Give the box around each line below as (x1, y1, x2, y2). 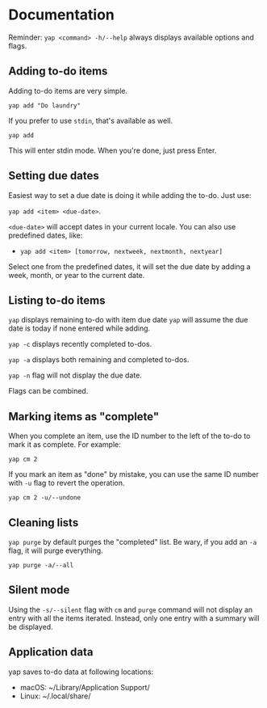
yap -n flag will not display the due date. (8, 370, 143, 381)
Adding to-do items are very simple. (8, 86, 128, 95)
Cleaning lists (8, 516, 79, 529)
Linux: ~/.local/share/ (19, 691, 91, 701)
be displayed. (8, 622, 54, 631)
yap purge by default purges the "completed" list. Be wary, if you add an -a (8, 537, 257, 546)
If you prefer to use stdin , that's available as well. (8, 116, 173, 125)
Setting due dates (8, 169, 99, 183)
